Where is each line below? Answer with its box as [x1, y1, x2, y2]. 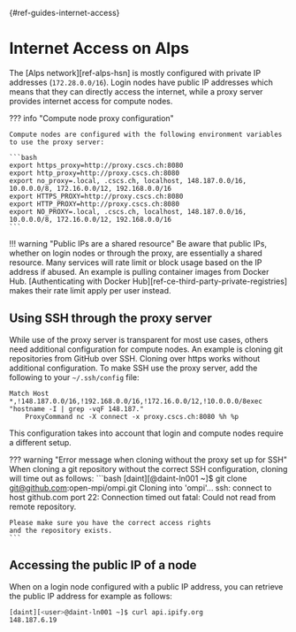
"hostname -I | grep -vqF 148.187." [9, 404, 144, 414]
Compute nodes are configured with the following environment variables [9, 130, 283, 139]
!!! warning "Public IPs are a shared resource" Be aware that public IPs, [9, 238, 268, 248]
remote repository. [9, 501, 77, 512]
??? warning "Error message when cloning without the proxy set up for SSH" [9, 454, 287, 465]
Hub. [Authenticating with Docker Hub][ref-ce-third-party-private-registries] [9, 276, 288, 286]
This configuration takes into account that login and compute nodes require [9, 428, 285, 438]
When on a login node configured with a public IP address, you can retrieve [9, 581, 284, 591]
